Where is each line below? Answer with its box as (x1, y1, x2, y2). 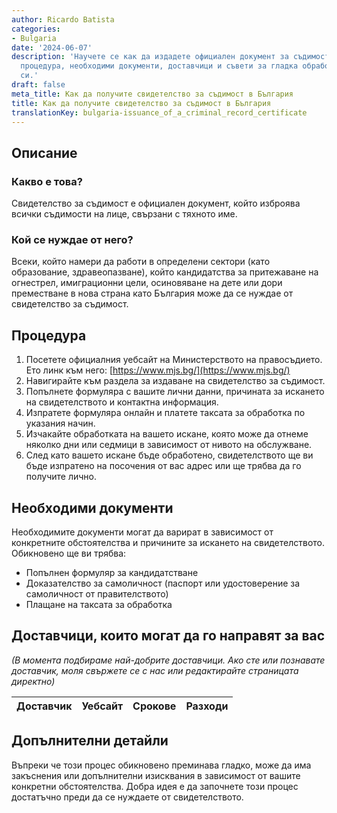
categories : (11, 24, 61, 34)
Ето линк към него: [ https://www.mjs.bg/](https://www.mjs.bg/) (25, 364, 291, 376)
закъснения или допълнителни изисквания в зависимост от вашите (11, 769, 301, 781)
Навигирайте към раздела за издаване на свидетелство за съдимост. (25, 375, 326, 387)
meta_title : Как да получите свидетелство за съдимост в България (11, 89, 294, 99)
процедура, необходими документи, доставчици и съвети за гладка (20, 61, 299, 71)
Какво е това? (11, 174, 83, 188)
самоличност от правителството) (25, 587, 169, 600)
